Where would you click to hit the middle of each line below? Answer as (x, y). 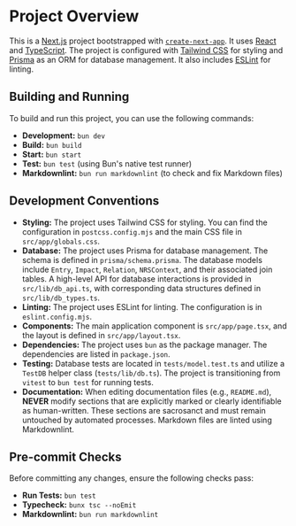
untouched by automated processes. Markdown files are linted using (147, 420)
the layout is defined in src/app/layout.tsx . (101, 335)
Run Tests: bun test (59, 495)
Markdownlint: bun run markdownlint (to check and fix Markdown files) (152, 173)
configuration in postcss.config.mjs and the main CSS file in (132, 231)
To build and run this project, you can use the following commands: (132, 118)
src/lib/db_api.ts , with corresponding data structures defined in (141, 288)
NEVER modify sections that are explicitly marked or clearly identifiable (152, 401)
